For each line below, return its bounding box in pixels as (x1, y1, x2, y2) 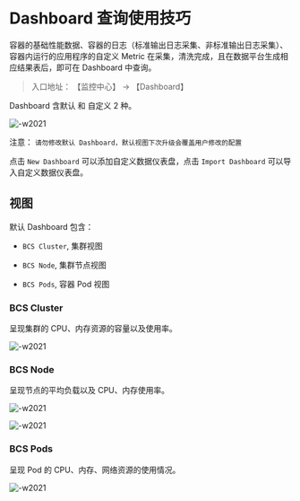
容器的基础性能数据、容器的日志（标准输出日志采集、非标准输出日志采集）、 (9, 40, 288, 50)
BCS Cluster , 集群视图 (21, 240, 103, 251)
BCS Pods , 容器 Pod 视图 (21, 278, 110, 289)
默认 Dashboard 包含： (9, 221, 94, 232)
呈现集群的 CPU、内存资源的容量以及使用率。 (9, 323, 177, 334)
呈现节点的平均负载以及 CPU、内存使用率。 (9, 385, 170, 396)
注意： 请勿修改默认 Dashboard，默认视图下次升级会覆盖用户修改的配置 (9, 136, 242, 147)
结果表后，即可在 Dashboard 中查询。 (16, 62, 157, 73)
